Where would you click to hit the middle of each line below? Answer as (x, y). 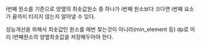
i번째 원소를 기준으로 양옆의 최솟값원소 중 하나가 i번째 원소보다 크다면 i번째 (94, 9)
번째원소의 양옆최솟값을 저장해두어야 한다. (64, 37)
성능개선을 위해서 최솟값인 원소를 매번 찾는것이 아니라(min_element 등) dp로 (97, 29)
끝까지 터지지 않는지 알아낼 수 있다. (54, 16)
